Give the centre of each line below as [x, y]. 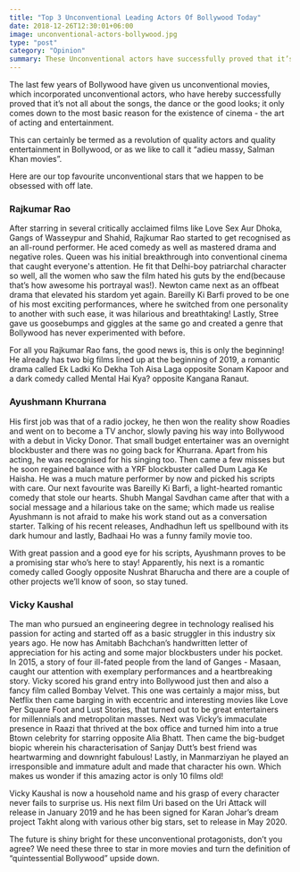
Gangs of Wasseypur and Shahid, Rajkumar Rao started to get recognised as [150, 238]
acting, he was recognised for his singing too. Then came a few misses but [147, 459]
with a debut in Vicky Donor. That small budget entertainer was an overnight [150, 440]
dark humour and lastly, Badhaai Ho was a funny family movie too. [131, 535]
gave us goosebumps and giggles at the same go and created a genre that [146, 324]
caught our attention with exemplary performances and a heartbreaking [141, 671]
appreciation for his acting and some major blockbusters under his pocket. [146, 652]
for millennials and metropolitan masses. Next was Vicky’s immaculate [138, 719]
